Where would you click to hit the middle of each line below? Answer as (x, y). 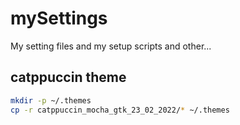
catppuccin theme (68, 77)
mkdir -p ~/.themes (51, 100)
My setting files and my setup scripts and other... (111, 46)
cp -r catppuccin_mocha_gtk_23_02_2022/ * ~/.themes (120, 110)
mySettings (59, 18)
